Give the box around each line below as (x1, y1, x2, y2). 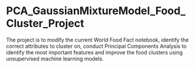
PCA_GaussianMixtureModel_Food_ (6, 4, 186, 18)
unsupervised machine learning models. (6, 55, 104, 62)
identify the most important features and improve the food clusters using (6, 48, 183, 56)
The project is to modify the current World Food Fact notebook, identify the (6, 36, 189, 43)
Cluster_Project (6, 17, 84, 30)
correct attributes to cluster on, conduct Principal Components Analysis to (6, 43, 187, 50)
